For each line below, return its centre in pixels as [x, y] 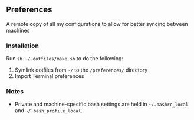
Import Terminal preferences [49, 76]
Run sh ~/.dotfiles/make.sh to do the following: [65, 59]
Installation [23, 46]
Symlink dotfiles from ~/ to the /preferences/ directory [81, 70]
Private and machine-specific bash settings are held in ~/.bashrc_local [101, 104]
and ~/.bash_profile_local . [48, 111]
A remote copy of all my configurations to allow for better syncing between [97, 24]
